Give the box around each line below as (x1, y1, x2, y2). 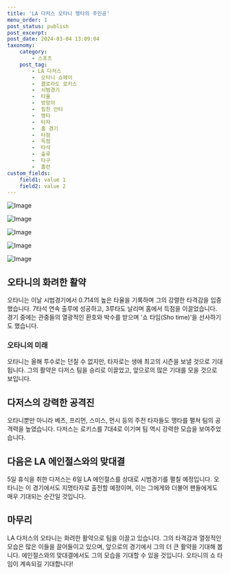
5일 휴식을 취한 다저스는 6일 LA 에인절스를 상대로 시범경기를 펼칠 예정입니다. (7, 475, 213, 483)
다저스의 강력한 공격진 (7, 397, 95, 408)
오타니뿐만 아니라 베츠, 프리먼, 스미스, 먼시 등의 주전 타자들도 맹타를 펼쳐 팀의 (7, 417, 214, 425)
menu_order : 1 (7, 16, 48, 23)
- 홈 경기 (32, 125, 58, 132)
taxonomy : (7, 42, 36, 49)
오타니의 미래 (7, 340, 48, 350)
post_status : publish (7, 23, 69, 30)
